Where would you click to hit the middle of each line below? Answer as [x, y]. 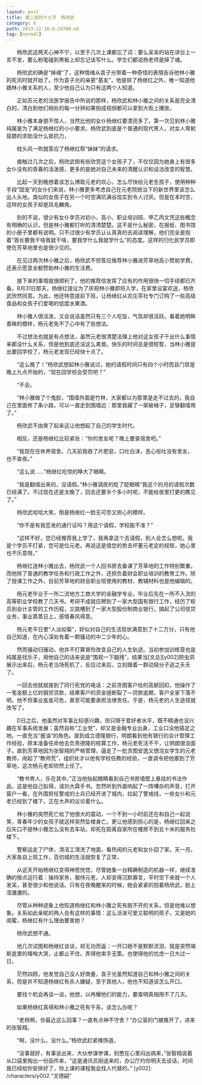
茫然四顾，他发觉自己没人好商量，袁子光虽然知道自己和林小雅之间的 [101, 974]
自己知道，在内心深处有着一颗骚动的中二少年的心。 [69, 637]
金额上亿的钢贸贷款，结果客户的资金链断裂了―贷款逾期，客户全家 [98, 693]
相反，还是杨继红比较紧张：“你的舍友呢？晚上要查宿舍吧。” [89, 439]
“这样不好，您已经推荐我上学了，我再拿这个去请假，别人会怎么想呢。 [102, 538]
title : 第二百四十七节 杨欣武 [40, 17]
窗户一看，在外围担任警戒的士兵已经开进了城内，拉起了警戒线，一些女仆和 [98, 794]
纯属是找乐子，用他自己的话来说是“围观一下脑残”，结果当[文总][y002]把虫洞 [100, 657]
